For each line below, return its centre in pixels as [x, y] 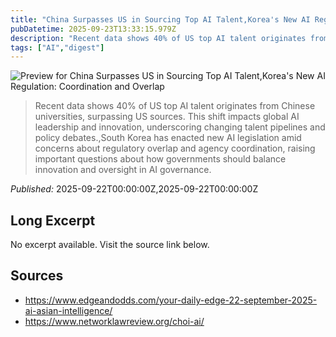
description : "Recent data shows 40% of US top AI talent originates [158, 38]
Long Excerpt [53, 220]
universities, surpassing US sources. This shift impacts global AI [167, 117]
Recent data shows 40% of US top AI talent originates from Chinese [175, 106]
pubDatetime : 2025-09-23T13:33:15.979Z [93, 29]
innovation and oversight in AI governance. [123, 170]
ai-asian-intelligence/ [68, 310]
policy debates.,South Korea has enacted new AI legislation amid [168, 138]
